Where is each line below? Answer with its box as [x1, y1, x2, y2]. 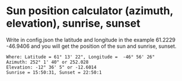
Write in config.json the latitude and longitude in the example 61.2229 [6, 36, 176, 43]
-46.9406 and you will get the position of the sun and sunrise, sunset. [6, 43, 177, 50]
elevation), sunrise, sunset [6, 17, 141, 30]
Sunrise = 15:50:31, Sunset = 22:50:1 [6, 69, 102, 75]
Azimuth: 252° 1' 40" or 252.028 [6, 59, 89, 65]
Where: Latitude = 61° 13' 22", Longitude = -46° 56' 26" [6, 54, 155, 60]
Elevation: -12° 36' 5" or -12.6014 [6, 64, 97, 70]
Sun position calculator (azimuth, [6, 4, 174, 18]
